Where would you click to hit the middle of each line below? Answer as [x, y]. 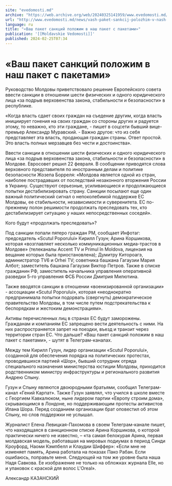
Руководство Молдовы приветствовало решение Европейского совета [83, 89]
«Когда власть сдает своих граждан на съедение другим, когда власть [84, 116]
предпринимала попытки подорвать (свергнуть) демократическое [79, 297]
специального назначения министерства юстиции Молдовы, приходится [85, 366]
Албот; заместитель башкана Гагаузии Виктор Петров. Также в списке [83, 266]
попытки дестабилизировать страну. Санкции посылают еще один [78, 191]
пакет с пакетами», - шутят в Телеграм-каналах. [59, 340]
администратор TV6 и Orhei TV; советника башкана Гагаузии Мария [80, 260]
